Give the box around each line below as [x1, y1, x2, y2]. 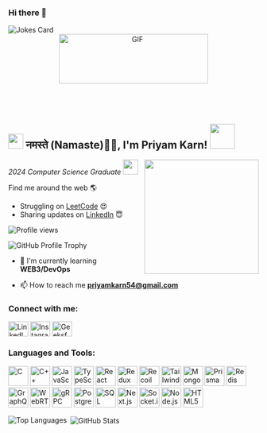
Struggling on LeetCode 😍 [19, 202, 107, 211]
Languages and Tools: [8, 347, 95, 358]
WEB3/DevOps [19, 265, 71, 274]
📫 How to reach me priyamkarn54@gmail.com [19, 280, 179, 290]
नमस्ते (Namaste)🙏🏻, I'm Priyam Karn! [25, 138, 208, 152]
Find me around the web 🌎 [8, 183, 98, 193]
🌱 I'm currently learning [19, 256, 97, 265]
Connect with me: [8, 303, 79, 315]
